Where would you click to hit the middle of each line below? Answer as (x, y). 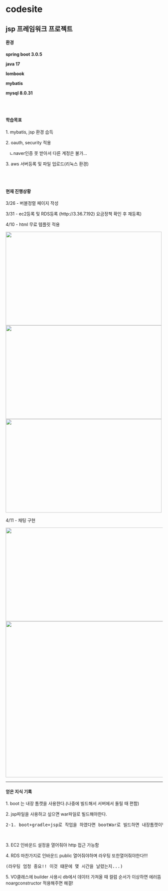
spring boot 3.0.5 (24, 54)
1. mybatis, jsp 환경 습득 (30, 132)
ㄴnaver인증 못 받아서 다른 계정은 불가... (48, 153)
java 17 (13, 64)
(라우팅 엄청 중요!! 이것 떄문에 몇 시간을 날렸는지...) (64, 867)
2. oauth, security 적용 (28, 142)
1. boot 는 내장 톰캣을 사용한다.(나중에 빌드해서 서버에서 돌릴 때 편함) (73, 804)
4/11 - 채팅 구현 (21, 520)
